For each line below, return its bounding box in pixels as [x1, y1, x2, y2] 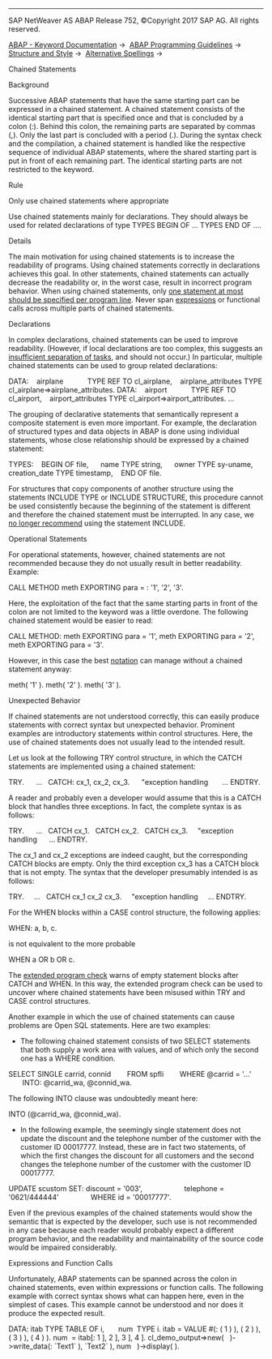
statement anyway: [8, 664, 72, 674]
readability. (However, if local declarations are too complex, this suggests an [8, 344, 263, 353]
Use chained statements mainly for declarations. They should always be [8, 212, 249, 221]
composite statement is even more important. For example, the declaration [8, 418, 257, 427]
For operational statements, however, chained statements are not [8, 550, 225, 559]
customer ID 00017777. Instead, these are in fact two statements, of [19, 1143, 246, 1151]
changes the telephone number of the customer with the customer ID [19, 1160, 251, 1168]
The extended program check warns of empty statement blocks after [8, 971, 239, 980]
